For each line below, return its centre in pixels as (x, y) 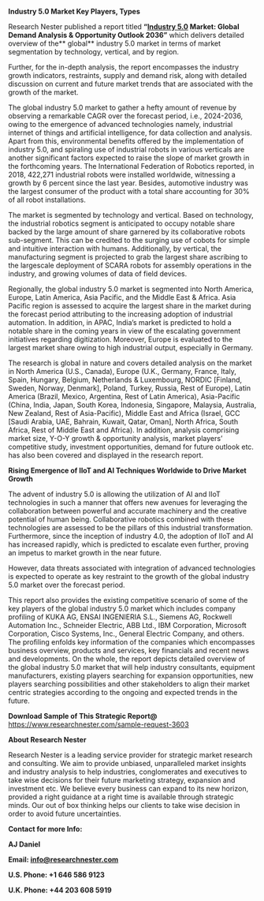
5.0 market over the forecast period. (67, 585)
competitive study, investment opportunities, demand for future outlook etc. (131, 447)
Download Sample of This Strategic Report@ (83, 716)
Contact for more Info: (45, 829)
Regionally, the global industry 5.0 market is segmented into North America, (131, 289)
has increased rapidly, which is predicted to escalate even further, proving (128, 544)
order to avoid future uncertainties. (65, 813)
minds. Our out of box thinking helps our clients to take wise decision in (124, 805)
